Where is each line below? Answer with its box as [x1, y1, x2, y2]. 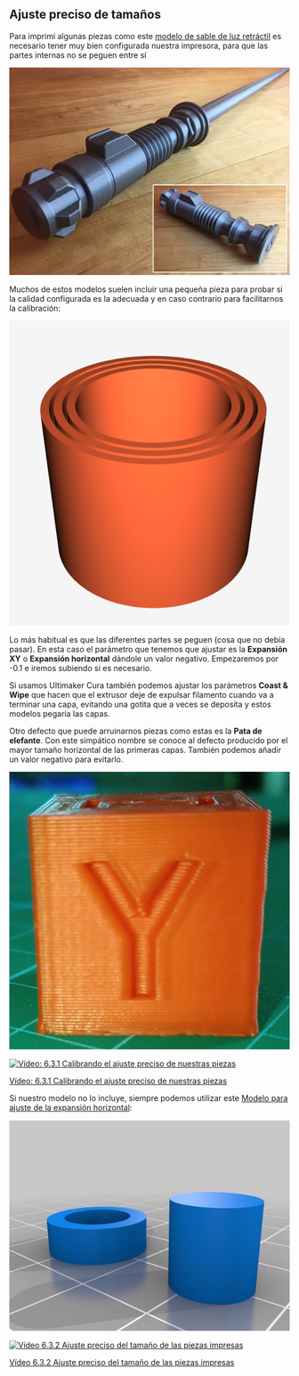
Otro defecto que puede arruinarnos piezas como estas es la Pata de [9, 725, 263, 737]
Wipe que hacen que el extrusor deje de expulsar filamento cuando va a [9, 690, 274, 700]
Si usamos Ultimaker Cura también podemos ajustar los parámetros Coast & [9, 680, 289, 691]
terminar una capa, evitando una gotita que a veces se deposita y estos [9, 699, 271, 710]
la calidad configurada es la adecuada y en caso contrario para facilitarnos [9, 293, 284, 304]
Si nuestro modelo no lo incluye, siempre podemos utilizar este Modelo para [9, 1092, 288, 1103]
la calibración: [9, 303, 61, 313]
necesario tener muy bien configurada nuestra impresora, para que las [9, 40, 269, 51]
